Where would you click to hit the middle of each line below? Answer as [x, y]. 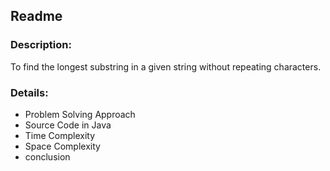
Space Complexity [62, 146]
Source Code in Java [68, 125]
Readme [36, 16]
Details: [29, 92]
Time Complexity [60, 135]
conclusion [47, 156]
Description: [41, 45]
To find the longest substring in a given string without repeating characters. [166, 66]
